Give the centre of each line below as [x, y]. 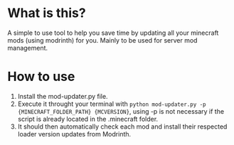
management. [28, 48]
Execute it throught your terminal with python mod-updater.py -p [112, 104]
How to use [41, 77]
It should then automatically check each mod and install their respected [122, 127]
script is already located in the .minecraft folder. [88, 119]
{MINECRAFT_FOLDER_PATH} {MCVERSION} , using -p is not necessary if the [121, 111]
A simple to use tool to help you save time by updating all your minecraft [113, 33]
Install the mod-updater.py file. [63, 96]
